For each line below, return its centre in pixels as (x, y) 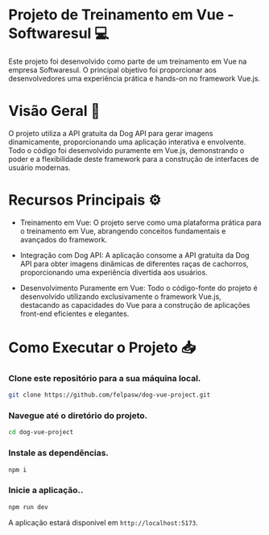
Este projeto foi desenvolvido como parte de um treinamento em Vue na (128, 61)
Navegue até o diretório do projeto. (78, 416)
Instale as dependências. (58, 453)
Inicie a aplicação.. (46, 491)
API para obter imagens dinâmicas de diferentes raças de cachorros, (134, 263)
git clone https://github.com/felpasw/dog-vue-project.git (110, 395)
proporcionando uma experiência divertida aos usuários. (114, 272)
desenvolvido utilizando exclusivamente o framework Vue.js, (120, 297)
